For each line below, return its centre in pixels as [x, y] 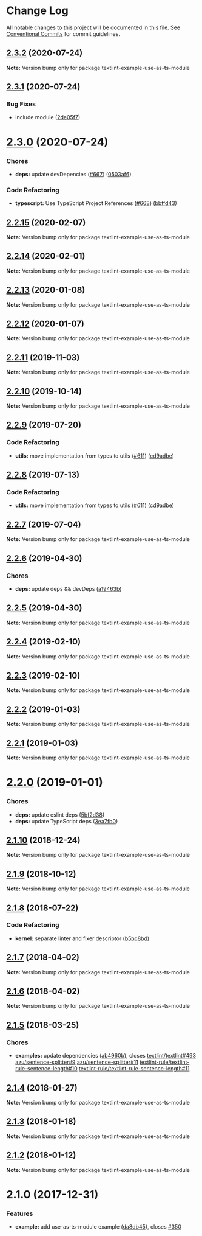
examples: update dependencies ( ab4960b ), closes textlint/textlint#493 [105, 1056]
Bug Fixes [21, 104]
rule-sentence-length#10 [46, 1069]
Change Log [37, 11]
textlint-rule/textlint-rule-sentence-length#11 [134, 1069]
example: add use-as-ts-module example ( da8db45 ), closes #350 [98, 1227]
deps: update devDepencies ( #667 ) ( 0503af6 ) [73, 174]
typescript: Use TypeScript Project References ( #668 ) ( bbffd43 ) [96, 203]
